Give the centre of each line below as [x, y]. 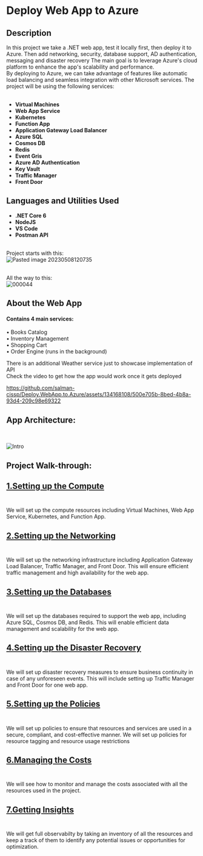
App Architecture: [41, 420]
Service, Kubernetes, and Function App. [56, 517]
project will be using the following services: [60, 86]
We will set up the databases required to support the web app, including [96, 616]
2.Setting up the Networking [61, 536]
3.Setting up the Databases [59, 592]
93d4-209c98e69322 [34, 401]
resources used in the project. [44, 790]
